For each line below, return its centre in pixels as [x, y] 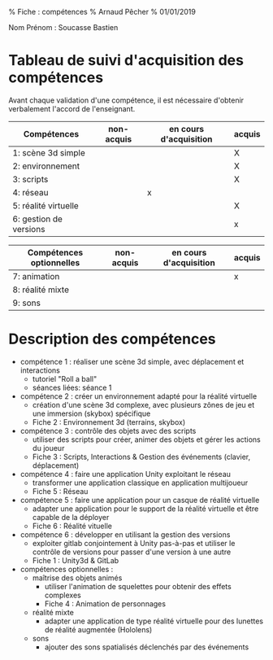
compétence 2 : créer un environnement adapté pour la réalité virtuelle [139, 396]
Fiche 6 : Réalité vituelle [72, 526]
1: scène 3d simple [49, 152]
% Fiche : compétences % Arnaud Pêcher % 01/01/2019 [102, 12]
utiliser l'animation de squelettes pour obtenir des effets [138, 586]
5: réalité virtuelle [45, 205]
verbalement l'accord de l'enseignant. [72, 108]
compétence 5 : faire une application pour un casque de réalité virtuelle [140, 500]
